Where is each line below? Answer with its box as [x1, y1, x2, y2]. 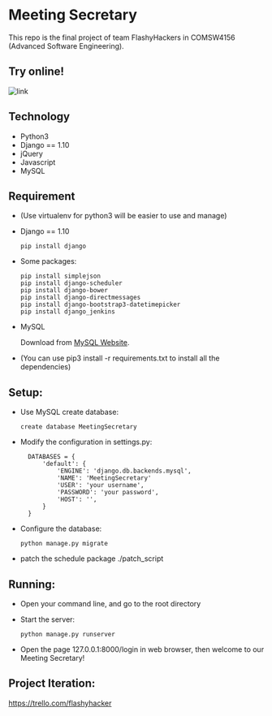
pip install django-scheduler [19, 279, 123, 287]
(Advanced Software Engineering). [8, 41, 124, 50]
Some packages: [19, 257, 77, 266]
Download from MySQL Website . [19, 338, 130, 347]
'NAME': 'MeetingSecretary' [56, 474, 152, 482]
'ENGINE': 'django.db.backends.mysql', [56, 467, 192, 476]
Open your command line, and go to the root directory [19, 599, 201, 608]
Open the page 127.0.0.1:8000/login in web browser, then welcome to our [19, 645, 265, 654]
